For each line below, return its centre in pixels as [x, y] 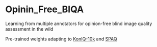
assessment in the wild [29, 29]
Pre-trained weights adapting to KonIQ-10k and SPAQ [61, 39]
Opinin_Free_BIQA [45, 9]
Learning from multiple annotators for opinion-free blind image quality [79, 24]
